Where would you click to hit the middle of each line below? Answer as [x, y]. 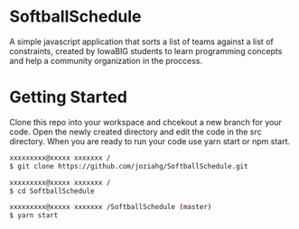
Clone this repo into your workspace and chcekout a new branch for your [145, 122]
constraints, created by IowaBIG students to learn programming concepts [146, 50]
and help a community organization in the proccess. [106, 60]
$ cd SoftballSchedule [52, 191]
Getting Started [69, 97]
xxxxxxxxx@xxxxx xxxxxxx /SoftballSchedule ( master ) [111, 207]
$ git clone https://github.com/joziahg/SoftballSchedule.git [129, 166]
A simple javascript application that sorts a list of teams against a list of [141, 41]
